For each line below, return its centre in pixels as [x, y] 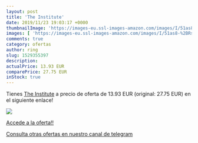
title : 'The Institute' [35, 17]
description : [22, 61]
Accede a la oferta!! [30, 123]
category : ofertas [29, 45]
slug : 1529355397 [27, 55]
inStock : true [24, 77]
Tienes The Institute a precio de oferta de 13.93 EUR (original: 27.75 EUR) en [98, 94]
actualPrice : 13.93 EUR [35, 66]
